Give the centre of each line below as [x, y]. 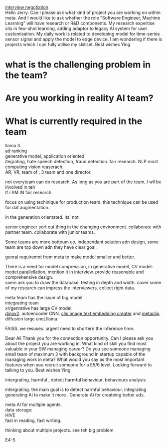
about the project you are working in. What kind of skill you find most [76, 344]
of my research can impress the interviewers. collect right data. [70, 288]
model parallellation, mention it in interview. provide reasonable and [75, 272]
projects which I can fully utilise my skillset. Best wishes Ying [68, 44]
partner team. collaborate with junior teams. [50, 232]
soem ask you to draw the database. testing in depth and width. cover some [83, 283]
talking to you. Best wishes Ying [38, 370]
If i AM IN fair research [28, 193]
